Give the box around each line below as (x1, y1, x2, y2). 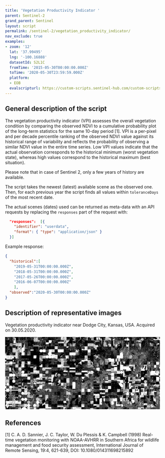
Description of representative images (5, 309, 122, 317)
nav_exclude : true (5, 34, 43, 39)
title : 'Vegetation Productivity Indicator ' (5, 8, 100, 13)
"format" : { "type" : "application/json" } (14, 229, 102, 235)
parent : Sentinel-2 (5, 13, 45, 18)
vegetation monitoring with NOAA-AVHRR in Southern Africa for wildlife (15, 437, 160, 443)
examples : (5, 39, 26, 44)
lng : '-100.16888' (9, 55, 48, 60)
